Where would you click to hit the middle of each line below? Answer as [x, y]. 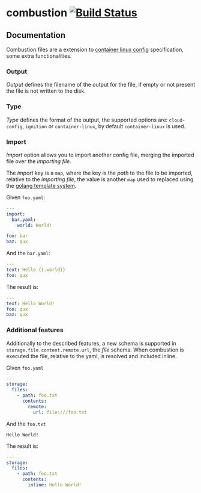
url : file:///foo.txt [60, 412]
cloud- [177, 120]
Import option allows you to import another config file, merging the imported [100, 155]
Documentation [36, 35]
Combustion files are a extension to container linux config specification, [95, 49]
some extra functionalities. [39, 56]
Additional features [35, 330]
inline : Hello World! [55, 485]
